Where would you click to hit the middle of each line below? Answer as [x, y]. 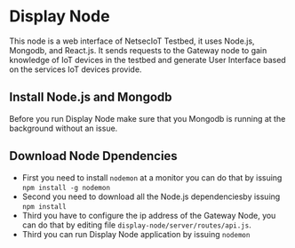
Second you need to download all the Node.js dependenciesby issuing [151, 196]
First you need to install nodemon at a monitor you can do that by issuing [152, 177]
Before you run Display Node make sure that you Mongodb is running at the [147, 118]
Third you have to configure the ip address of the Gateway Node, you [149, 215]
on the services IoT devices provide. [76, 69]
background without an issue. [64, 128]
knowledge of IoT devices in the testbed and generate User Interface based [147, 60]
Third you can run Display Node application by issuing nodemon [136, 234]
